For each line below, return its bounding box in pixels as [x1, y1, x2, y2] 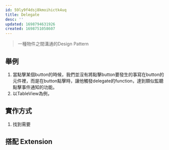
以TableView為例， [12, 90, 52, 96]
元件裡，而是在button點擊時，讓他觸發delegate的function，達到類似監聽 [12, 78, 164, 84]
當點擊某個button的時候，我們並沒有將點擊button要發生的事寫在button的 [12, 71, 164, 78]
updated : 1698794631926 [5, 21, 56, 27]
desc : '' [5, 17, 24, 22]
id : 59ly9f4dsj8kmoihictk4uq [5, 7, 67, 13]
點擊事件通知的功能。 [12, 84, 57, 90]
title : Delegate [5, 12, 39, 17]
